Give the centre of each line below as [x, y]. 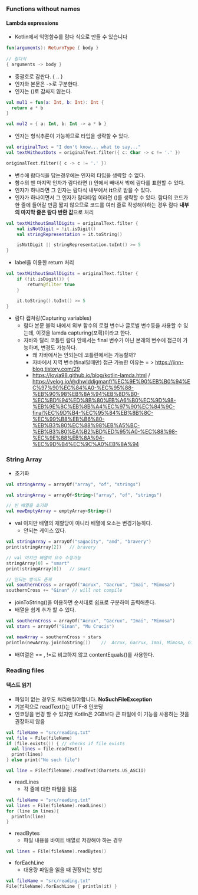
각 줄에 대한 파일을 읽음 [50, 789]
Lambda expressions [32, 23]
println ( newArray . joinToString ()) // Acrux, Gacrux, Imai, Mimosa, [96, 642]
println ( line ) [29, 817]
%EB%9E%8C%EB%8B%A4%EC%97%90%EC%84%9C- [104, 406]
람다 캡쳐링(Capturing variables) [53, 318]
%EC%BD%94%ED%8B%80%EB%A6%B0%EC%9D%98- [104, 401]
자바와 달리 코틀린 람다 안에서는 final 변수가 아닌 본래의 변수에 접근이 [102, 340]
